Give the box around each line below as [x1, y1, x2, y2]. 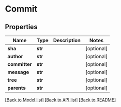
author [7, 53, 23, 60]
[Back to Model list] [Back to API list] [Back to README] [5, 97, 116, 103]
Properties [5, 23, 38, 31]
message [7, 69, 29, 76]
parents [7, 85, 26, 91]
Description [53, 37, 81, 44]
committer [7, 61, 32, 67]
